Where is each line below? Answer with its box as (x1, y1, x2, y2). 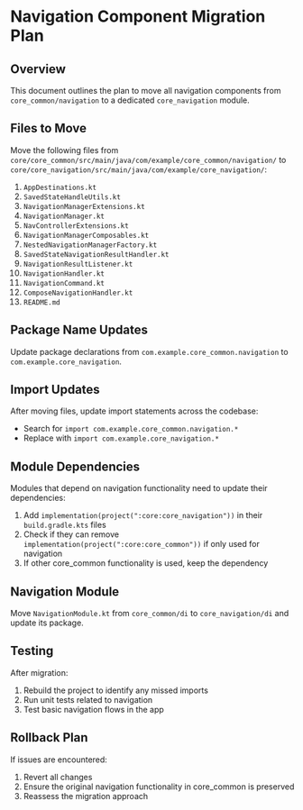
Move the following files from (10, 144, 119, 155)
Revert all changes (23, 771, 93, 782)
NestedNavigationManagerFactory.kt (23, 241, 158, 250)
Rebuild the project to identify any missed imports (23, 685, 208, 696)
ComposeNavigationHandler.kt (23, 288, 133, 297)
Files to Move (10, 121, 87, 136)
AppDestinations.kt (23, 183, 97, 192)
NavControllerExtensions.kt (23, 221, 129, 231)
